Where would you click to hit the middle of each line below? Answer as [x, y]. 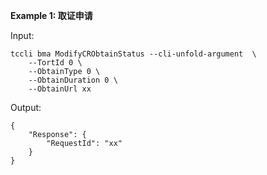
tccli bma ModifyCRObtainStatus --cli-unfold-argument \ [133, 54]
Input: [22, 35]
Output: [26, 107]
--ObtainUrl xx [60, 89]
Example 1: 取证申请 [51, 15]
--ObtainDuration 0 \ [73, 80]
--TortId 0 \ [55, 63]
